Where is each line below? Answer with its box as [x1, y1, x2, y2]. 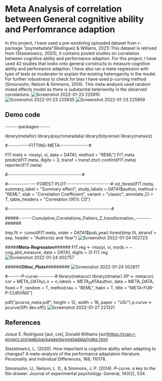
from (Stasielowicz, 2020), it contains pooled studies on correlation [5, 50, 140, 56]
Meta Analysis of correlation [5, 3, 122, 15]
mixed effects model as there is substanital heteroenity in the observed [5, 86, 147, 92]
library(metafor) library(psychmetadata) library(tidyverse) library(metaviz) [5, 133, 153, 139]
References [5, 318, 41, 327]
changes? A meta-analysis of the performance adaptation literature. [5, 351, 141, 357]
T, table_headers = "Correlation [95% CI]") [5, 196, 91, 202]
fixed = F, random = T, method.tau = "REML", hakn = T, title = [5, 285, 127, 290]
